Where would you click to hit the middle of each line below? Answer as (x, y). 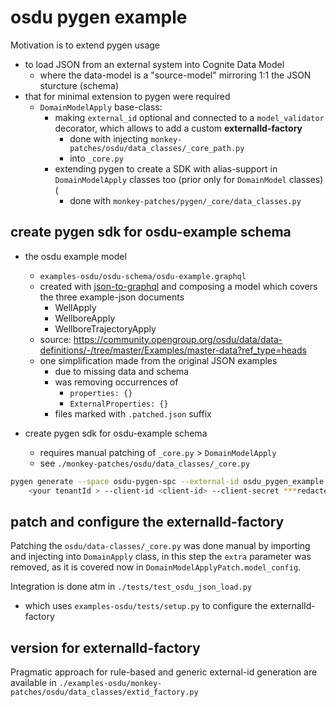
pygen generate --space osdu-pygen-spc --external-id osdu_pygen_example (167, 481)
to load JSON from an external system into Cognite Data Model (154, 64)
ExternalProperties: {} (119, 404)
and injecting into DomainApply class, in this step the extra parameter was (161, 557)
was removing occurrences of (116, 382)
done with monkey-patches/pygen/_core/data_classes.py (185, 200)
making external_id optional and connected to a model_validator (189, 117)
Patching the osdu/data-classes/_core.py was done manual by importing (160, 546)
